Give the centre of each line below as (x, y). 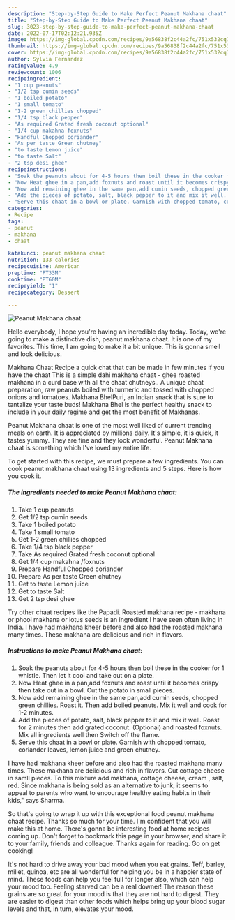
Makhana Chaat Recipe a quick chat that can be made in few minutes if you (116, 368)
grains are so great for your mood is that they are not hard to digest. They (114, 894)
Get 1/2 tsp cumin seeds (53, 517)
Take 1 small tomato (46, 532)
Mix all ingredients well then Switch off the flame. (89, 735)
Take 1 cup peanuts (46, 510)
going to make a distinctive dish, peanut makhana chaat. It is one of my (110, 339)
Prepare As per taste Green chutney (70, 577)
